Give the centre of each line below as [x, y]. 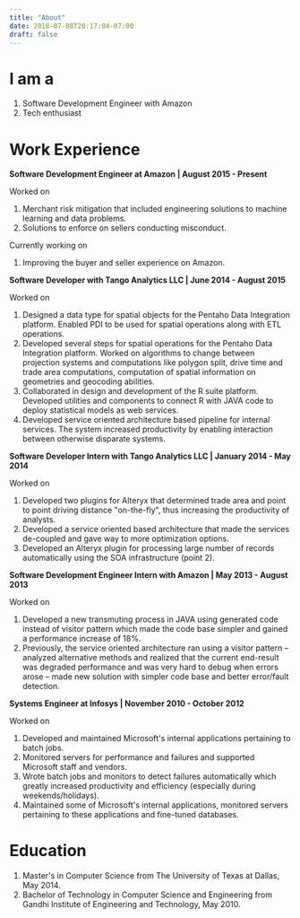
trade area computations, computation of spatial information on [139, 372]
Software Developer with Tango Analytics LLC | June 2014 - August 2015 [148, 280]
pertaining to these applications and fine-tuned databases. [130, 815]
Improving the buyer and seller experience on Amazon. [124, 263]
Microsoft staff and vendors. [75, 767]
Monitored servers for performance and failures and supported [138, 757]
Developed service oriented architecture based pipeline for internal [146, 420]
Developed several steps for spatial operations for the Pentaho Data [147, 344]
